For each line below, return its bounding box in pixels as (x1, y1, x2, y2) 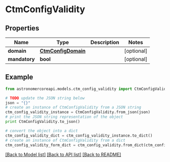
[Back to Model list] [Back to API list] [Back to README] (5, 151, 121, 158)
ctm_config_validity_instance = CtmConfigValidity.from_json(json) (5, 110, 151, 115)
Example (5, 73, 33, 82)
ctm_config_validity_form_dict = (5, 142, 76, 148)
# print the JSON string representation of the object (5, 114, 123, 120)
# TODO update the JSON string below (5, 95, 85, 101)
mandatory (8, 56, 35, 62)
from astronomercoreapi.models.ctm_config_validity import (5, 86, 133, 91)
